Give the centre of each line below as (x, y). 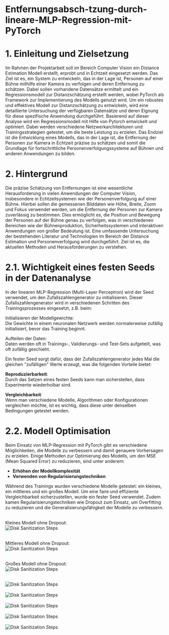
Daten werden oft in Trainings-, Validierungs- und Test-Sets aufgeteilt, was (83, 344)
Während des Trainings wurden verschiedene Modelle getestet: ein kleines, (83, 486)
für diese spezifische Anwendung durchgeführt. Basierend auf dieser (77, 116)
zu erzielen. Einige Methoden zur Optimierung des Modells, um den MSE (81, 456)
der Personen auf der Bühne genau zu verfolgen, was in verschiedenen (79, 220)
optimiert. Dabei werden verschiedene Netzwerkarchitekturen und (74, 127)
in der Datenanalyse (48, 278)
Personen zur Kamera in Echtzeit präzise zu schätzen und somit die (75, 143)
